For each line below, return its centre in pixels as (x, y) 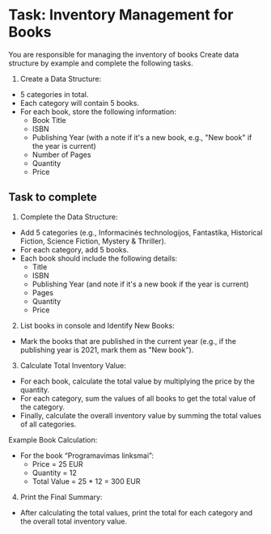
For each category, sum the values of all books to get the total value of (138, 398)
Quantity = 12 (54, 473)
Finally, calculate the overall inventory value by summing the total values (140, 415)
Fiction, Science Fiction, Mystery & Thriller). (93, 241)
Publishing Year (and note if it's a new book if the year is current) (140, 284)
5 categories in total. (54, 94)
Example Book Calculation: (53, 439)
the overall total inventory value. (74, 521)
